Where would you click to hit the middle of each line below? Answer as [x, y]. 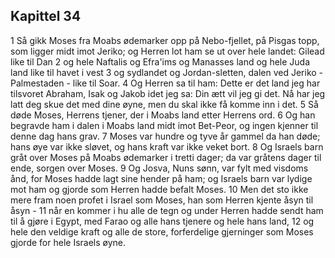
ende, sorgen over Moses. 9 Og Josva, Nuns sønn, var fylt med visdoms [159, 168]
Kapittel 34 [46, 16]
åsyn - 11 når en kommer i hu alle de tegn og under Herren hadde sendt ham [167, 210]
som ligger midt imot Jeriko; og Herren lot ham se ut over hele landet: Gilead [167, 51]
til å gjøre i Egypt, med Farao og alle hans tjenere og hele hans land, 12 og [162, 221]
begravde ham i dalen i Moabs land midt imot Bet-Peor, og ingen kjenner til [164, 125]
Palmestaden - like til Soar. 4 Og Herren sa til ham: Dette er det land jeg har [165, 83]
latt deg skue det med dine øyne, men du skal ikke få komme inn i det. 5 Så [164, 104]
